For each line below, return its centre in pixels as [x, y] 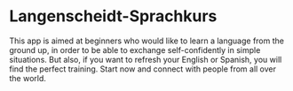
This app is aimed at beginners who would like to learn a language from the [146, 41]
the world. [28, 78]
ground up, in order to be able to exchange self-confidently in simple [135, 49]
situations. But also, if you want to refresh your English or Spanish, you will [146, 59]
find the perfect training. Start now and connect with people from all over [143, 69]
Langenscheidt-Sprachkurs [113, 16]
